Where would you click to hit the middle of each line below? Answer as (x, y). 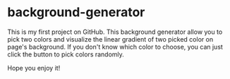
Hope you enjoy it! (34, 68)
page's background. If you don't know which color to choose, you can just (115, 47)
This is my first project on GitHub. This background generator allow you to (115, 32)
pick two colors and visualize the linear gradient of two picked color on (110, 39)
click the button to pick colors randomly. (66, 54)
